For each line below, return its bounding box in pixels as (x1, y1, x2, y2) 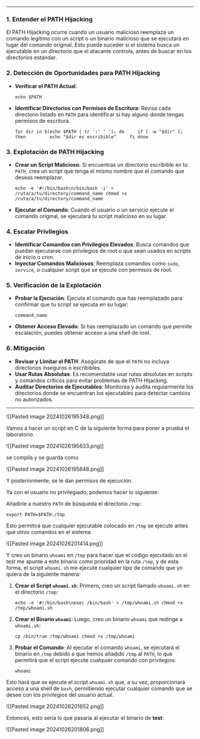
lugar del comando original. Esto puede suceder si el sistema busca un (6, 41, 180, 48)
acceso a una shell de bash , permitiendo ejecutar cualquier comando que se (6, 685, 192, 692)
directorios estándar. (6, 54, 57, 61)
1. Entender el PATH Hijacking (6, 15, 93, 23)
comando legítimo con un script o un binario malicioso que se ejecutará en (6, 35, 189, 42)
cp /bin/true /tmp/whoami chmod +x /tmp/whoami (14, 633, 135, 639)
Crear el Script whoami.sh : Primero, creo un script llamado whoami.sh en (14, 582, 190, 589)
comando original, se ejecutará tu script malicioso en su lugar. (14, 212, 168, 219)
